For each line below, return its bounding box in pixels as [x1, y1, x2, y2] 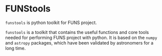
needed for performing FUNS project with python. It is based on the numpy [5, 34, 157, 40]
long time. [5, 45, 26, 51]
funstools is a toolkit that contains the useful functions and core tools [5, 29, 149, 35]
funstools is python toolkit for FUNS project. [5, 19, 97, 25]
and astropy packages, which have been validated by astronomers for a [5, 39, 154, 45]
